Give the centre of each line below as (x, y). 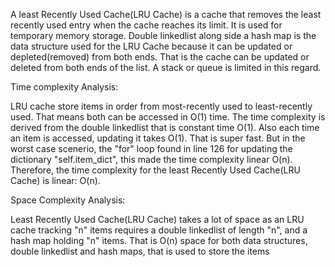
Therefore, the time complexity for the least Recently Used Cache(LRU (155, 170)
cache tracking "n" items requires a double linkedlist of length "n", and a (159, 230)
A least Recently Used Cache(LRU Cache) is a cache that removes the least (166, 14)
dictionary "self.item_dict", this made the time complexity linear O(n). (151, 159)
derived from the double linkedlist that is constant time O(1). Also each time (165, 127)
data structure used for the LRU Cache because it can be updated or (151, 46)
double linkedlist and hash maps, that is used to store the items (140, 251)
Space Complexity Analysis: (68, 200)
